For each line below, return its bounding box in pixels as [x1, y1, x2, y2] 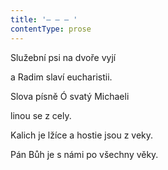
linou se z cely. [10, 109, 72, 121]
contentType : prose [10, 24, 92, 34]
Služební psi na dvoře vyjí [10, 51, 117, 63]
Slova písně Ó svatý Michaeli [10, 90, 130, 102]
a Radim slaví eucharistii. [10, 71, 113, 83]
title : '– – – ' [10, 14, 78, 25]
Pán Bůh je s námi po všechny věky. [10, 148, 159, 160]
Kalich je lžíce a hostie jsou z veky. [10, 129, 154, 141]
